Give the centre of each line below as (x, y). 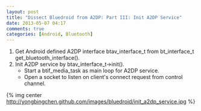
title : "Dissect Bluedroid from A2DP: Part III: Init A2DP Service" (94, 17)
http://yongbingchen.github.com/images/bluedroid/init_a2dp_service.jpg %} (101, 102)
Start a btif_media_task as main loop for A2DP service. (92, 71)
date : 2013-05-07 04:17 (36, 23)
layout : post (23, 12)
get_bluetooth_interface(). (47, 58)
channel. (35, 84)
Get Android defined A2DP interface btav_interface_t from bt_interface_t (104, 51)
